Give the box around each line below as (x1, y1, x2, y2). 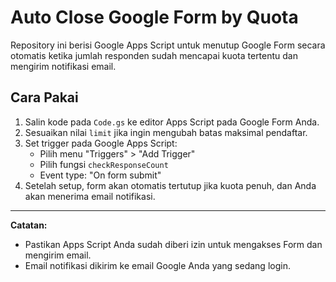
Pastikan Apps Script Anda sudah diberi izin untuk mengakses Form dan (24, 238, 323, 250)
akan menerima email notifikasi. (24, 190, 156, 202)
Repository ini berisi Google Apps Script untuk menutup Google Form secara (10, 39, 326, 51)
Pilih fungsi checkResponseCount (39, 158, 169, 170)
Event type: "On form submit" (39, 169, 162, 181)
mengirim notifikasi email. (10, 60, 117, 72)
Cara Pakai (10, 89, 79, 106)
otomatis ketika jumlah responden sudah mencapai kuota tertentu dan (10, 49, 298, 61)
